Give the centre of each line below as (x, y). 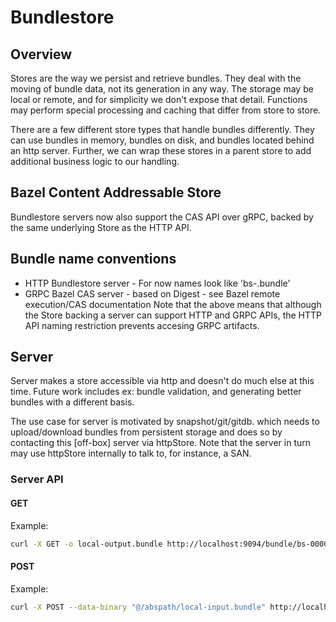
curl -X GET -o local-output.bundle (86, 544)
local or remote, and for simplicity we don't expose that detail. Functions (159, 99)
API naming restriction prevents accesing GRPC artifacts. (142, 325)
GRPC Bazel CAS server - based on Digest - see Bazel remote (152, 293)
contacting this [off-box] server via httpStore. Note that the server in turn (161, 443)
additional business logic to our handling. (95, 161)
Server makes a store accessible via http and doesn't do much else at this (162, 381)
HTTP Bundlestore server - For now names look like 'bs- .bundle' (157, 283)
